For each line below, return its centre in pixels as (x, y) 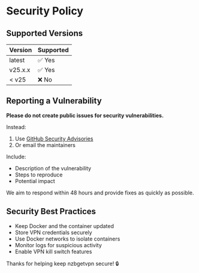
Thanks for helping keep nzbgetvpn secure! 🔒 (63, 263)
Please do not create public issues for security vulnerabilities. (85, 115)
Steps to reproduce (39, 175)
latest (17, 60)
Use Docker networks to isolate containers (67, 239)
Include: (16, 157)
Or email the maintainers (45, 145)
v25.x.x (20, 70)
